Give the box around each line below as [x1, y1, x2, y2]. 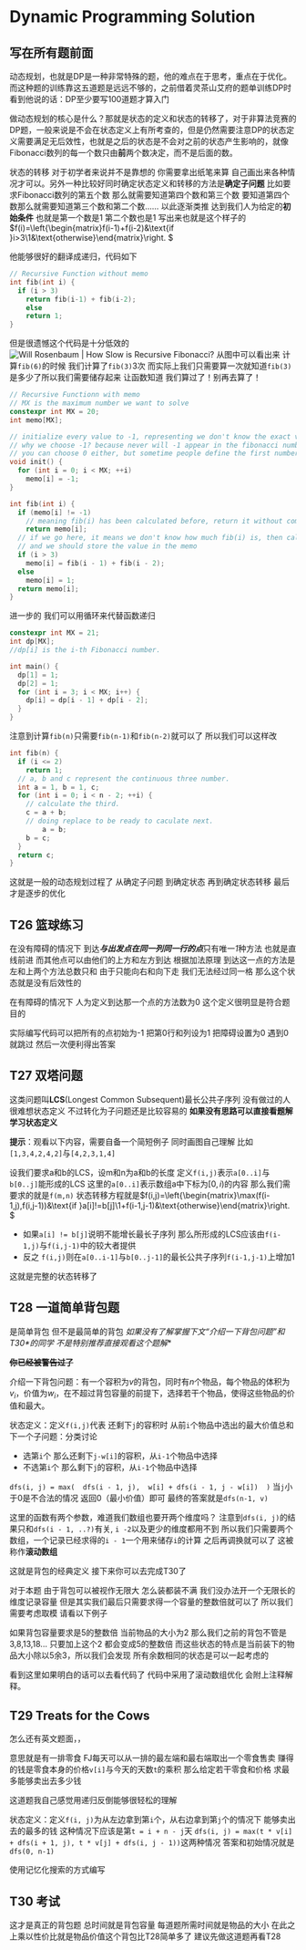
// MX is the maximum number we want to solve [9, 399, 189, 408]
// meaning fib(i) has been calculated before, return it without [25, 516, 283, 525]
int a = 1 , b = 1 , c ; [17, 783, 100, 792]
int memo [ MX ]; [9, 415, 64, 425]
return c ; [17, 850, 55, 859]
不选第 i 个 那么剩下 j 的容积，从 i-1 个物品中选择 [22, 1462, 198, 1473]
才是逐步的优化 [9, 887, 66, 899]
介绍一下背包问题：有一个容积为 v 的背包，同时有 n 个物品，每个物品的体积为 [9, 1375, 291, 1387]
